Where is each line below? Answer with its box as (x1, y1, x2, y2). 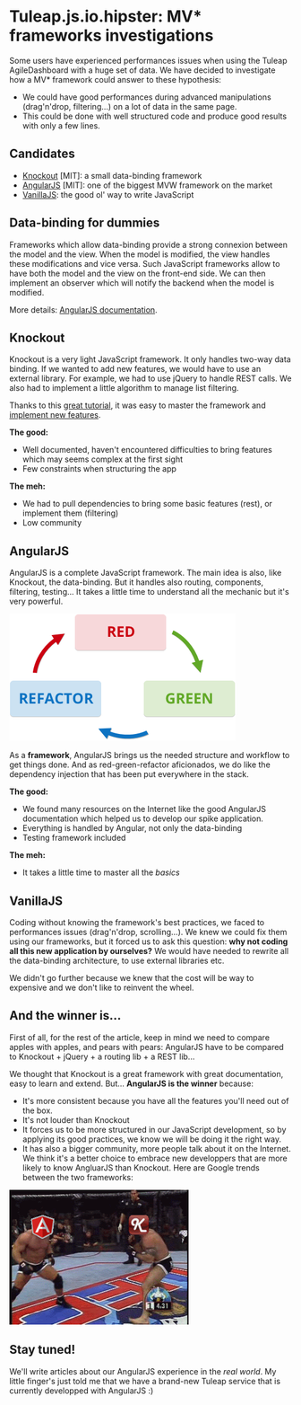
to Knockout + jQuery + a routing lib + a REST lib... (9, 1051, 195, 1062)
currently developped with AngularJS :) (9, 1385, 154, 1396)
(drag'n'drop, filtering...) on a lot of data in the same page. (21, 101, 237, 111)
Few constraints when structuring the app (21, 464, 177, 474)
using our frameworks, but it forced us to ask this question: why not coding (9, 936, 288, 947)
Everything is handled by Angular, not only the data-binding (21, 823, 243, 834)
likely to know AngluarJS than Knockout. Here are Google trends (21, 1162, 260, 1173)
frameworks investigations (9, 25, 214, 46)
